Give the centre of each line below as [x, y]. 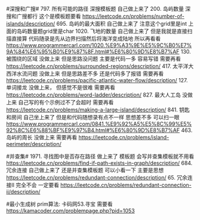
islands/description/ [31, 24]
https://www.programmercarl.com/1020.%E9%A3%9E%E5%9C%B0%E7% [99, 45]
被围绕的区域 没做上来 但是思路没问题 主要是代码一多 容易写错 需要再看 [93, 59]
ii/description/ [23, 192]
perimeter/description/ [34, 144]
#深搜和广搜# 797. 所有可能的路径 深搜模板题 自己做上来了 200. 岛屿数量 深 [99, 9]
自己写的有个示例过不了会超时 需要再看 [66, 102]
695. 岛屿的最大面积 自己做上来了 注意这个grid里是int [121, 24]
